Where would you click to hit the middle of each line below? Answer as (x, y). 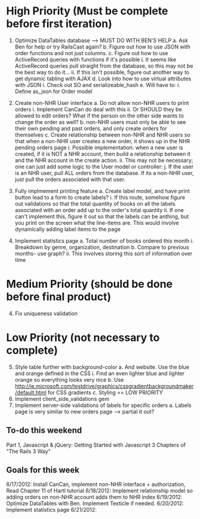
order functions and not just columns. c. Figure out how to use (91, 53)
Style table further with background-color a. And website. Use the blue (102, 367)
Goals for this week (43, 470)
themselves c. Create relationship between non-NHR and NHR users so (103, 135)
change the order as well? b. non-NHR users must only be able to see (100, 122)
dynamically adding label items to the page (67, 229)
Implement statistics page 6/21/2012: (51, 510)
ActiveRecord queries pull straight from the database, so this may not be (104, 66)
